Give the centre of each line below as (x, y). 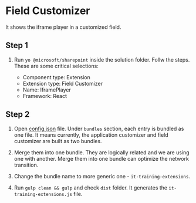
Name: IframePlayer (47, 90)
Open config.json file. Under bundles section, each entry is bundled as (99, 128)
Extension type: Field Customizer (63, 83)
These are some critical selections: (56, 66)
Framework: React (45, 96)
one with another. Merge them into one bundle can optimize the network (101, 158)
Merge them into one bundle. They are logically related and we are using (102, 152)
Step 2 (18, 115)
